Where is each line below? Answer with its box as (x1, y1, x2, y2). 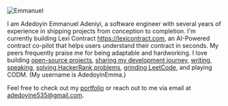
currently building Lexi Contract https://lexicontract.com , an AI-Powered (7, 34, 210, 42)
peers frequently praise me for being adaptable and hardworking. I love (7, 49, 208, 57)
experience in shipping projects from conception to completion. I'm (7, 27, 197, 35)
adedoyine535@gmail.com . (7, 91, 84, 99)
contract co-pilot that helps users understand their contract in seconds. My (7, 42, 219, 49)
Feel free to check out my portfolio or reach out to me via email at (7, 84, 191, 92)
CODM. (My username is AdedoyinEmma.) (7, 70, 126, 79)
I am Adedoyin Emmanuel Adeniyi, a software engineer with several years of (7, 20, 222, 27)
